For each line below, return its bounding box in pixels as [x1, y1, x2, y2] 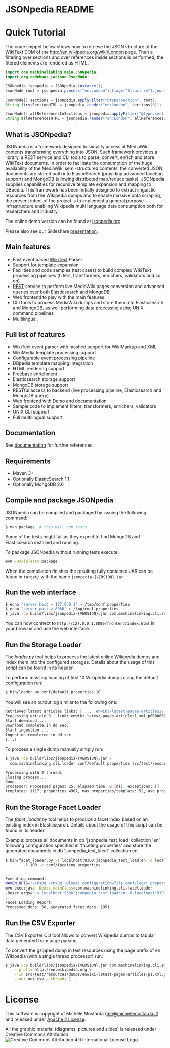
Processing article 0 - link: [5, 713, 69, 718]
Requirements [5, 457, 51, 465]
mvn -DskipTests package [5, 559, 58, 564]
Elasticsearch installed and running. [5, 539, 79, 545]
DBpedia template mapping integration [12, 360, 93, 366]
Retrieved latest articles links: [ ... [5, 709, 92, 714]
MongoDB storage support [12, 382, 68, 388]
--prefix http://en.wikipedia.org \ [14, 967, 92, 972]
